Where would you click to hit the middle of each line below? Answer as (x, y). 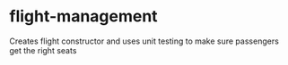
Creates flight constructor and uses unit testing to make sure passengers (144, 41)
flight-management (84, 16)
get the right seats (43, 50)
